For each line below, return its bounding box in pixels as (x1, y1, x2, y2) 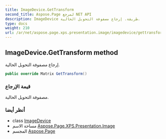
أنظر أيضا (5, 106, 25, 113)
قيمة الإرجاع (5, 83, 31, 90)
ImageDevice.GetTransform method (5, 48, 119, 57)
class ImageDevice (12, 118, 51, 124)
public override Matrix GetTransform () (5, 71, 87, 76)
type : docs (5, 21, 28, 26)
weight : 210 (5, 26, 30, 31)
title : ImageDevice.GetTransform (5, 7, 74, 12)
